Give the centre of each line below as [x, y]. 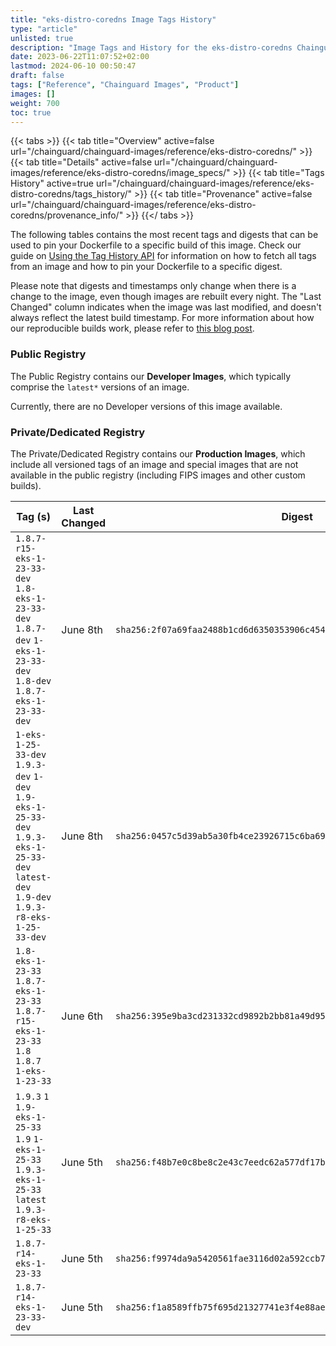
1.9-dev [33, 897]
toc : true [31, 112]
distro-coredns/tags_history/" [71, 194]
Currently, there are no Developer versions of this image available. [146, 406]
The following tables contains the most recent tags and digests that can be [164, 235]
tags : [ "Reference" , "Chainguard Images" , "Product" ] [125, 85]
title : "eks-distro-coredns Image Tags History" [113, 19]
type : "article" [44, 29]
